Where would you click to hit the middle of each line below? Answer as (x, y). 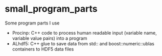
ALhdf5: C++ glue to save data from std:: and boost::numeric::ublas (83, 43)
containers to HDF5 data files (43, 49)
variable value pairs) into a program (50, 38)
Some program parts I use (32, 23)
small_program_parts (51, 9)
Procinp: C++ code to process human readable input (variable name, (84, 33)
